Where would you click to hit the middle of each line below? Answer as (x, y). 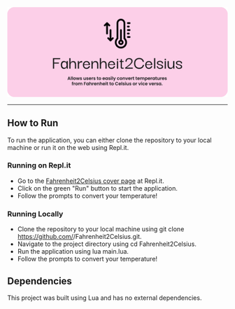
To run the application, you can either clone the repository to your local (109, 140)
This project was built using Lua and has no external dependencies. (105, 298)
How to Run (33, 123)
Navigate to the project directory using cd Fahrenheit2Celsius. (107, 244)
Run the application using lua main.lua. (73, 252)
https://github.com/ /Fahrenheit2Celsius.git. (79, 237)
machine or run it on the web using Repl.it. (68, 147)
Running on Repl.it (39, 165)
